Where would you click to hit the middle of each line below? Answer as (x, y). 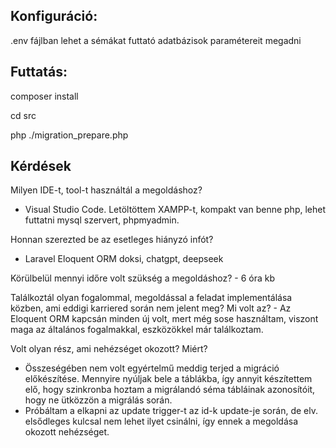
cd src (23, 115)
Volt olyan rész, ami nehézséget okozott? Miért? (109, 349)
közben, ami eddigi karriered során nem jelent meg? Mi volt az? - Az (151, 308)
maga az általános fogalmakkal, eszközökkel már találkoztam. (137, 330)
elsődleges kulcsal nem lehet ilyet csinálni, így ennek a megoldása (161, 421)
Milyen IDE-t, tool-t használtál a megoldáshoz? (106, 190)
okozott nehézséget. (67, 432)
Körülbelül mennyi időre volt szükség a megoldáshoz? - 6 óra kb (143, 278)
